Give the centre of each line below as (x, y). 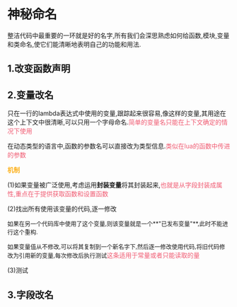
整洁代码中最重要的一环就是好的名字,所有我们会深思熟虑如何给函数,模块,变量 (118, 35)
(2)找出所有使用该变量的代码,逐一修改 (62, 209)
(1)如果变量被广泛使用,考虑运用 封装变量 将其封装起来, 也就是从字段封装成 (112, 185)
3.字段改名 (31, 295)
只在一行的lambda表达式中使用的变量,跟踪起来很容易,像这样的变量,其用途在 (117, 113)
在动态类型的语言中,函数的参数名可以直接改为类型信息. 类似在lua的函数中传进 (119, 146)
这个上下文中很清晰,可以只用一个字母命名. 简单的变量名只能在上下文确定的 (115, 122)
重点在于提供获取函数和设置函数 (62, 194)
